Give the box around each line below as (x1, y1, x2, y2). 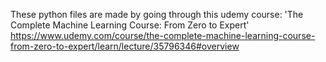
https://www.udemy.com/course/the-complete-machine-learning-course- (10, 30, 316, 41)
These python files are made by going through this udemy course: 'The (10, 9, 304, 20)
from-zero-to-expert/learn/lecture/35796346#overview (10, 40, 240, 52)
